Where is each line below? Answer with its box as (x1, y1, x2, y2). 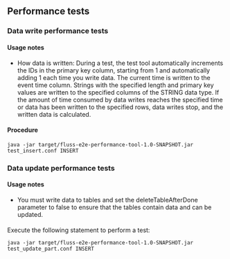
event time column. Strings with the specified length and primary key (17, 81, 214, 89)
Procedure (7, 126, 38, 134)
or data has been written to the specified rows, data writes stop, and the (17, 103, 224, 111)
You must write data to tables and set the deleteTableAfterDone (17, 195, 199, 204)
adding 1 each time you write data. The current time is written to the (17, 73, 211, 81)
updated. (17, 210, 44, 218)
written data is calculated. (17, 110, 91, 118)
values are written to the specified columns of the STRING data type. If (17, 88, 220, 96)
